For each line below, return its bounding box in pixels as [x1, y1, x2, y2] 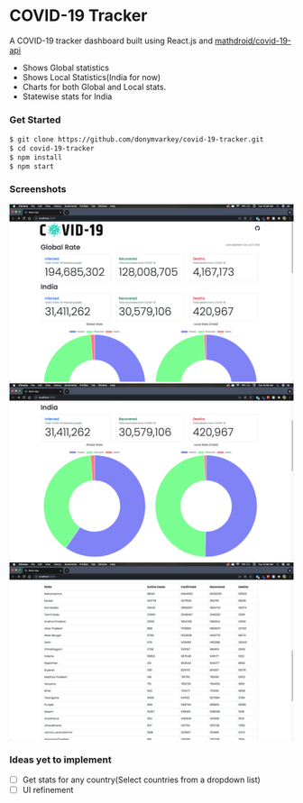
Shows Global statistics [22, 62, 110, 73]
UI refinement [22, 784, 74, 795]
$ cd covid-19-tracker [9, 144, 95, 153]
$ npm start [9, 162, 54, 171]
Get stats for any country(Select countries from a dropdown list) [22, 774, 262, 785]
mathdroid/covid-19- [215, 35, 291, 46]
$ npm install [9, 153, 63, 162]
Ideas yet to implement [9, 753, 112, 766]
